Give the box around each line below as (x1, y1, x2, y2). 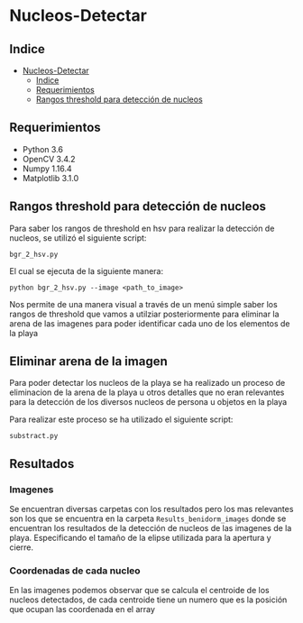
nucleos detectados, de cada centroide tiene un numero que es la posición (9, 594, 288, 605)
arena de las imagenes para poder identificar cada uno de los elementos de (9, 317, 290, 329)
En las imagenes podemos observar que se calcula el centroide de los (9, 585, 270, 596)
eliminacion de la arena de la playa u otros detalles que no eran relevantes (9, 387, 285, 398)
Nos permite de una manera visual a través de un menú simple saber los (9, 298, 278, 309)
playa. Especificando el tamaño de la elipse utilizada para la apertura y (9, 533, 272, 544)
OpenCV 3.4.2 (22, 153, 76, 164)
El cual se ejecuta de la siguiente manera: (9, 265, 164, 276)
